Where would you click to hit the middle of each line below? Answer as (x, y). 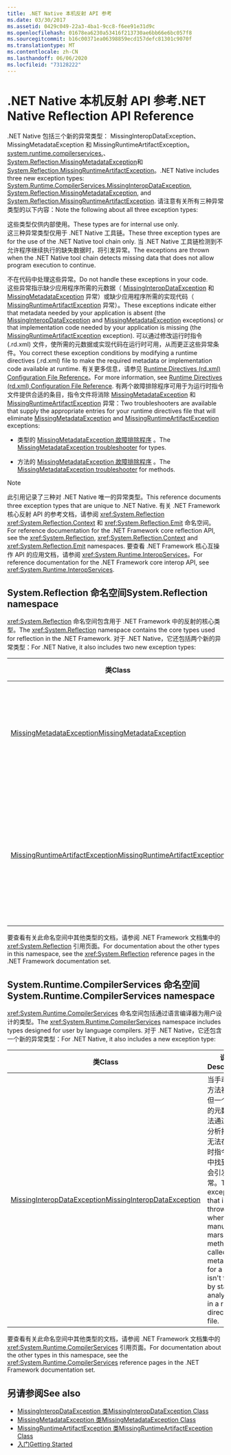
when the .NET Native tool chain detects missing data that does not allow (111, 257)
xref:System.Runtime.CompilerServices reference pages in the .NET (103, 1363)
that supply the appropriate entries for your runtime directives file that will (111, 411)
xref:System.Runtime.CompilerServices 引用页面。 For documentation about (114, 1348)
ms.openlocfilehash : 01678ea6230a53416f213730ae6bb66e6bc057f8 (100, 33)
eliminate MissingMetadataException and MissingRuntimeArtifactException (113, 418)
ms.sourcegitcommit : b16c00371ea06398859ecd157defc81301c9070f (100, 39)
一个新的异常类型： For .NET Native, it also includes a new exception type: (112, 1039)
